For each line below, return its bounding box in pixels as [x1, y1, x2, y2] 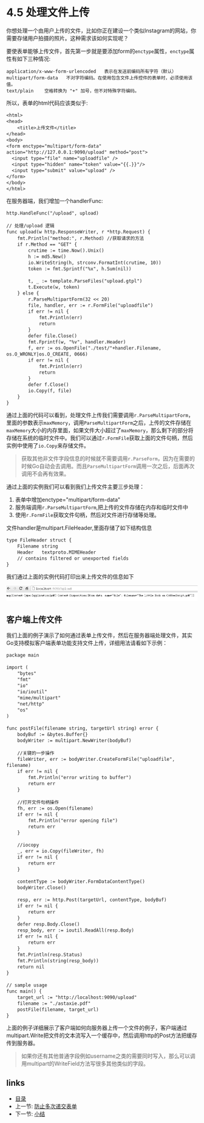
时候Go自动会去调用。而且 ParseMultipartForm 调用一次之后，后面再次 [21, 462, 195, 469]
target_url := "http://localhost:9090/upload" [17, 994, 137, 1000]
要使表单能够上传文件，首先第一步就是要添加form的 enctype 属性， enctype [6, 47, 189, 55]
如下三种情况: [16, 55, 51, 62]
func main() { [6, 988, 42, 994]
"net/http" [17, 701, 45, 707]
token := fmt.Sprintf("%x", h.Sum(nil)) [28, 266, 132, 272]
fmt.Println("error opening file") [28, 818, 118, 824]
